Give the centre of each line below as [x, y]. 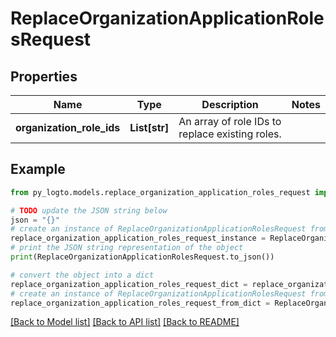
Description [230, 104]
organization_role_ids [68, 127]
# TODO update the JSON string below [89, 210]
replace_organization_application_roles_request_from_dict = [140, 303]
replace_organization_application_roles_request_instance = [138, 238]
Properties [44, 76]
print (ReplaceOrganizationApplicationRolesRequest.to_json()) [142, 257]
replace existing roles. [230, 134]
